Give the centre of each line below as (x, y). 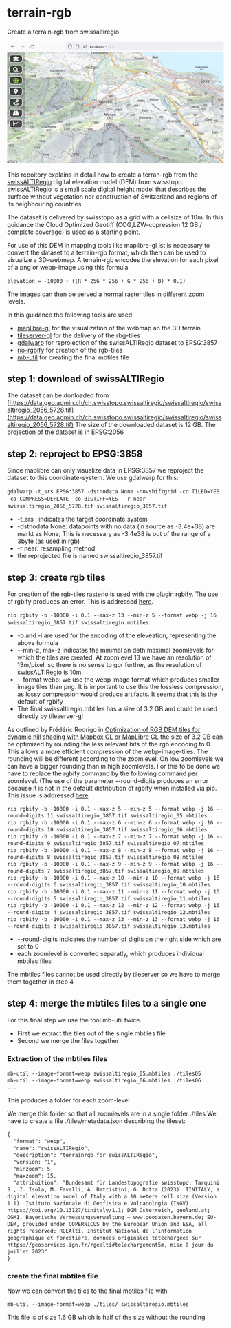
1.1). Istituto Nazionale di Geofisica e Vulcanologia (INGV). (100, 1204)
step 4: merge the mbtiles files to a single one (107, 1003)
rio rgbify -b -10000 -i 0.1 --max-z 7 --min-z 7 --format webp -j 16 (110, 837)
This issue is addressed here (48, 795)
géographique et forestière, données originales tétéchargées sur (104, 1238)
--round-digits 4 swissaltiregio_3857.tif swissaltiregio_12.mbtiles (109, 913)
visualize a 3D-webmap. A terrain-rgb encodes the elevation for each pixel (113, 259)
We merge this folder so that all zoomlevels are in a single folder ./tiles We (112, 1114)
